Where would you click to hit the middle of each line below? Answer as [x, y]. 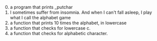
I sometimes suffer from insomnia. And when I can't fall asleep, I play [81, 12]
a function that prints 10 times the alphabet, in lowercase [68, 23]
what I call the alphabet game [40, 18]
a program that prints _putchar [41, 7]
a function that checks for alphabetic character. [59, 33]
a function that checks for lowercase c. [50, 28]
